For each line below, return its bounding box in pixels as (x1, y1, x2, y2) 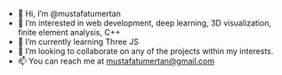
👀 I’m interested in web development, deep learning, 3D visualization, (17, 18, 271, 28)
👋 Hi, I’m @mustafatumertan (17, 9, 122, 19)
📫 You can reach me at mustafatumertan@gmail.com (17, 56, 215, 66)
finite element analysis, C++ (17, 27, 121, 37)
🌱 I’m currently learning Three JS (17, 36, 140, 47)
